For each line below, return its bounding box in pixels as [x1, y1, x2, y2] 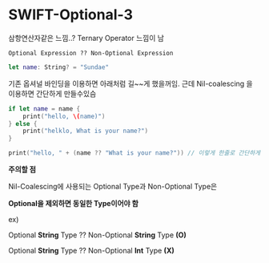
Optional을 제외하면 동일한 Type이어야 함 [8, 199, 139, 208]
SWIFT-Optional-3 [8, 6, 134, 24]
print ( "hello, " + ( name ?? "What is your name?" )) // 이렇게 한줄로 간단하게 [8, 149, 261, 157]
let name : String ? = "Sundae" [8, 63, 110, 71]
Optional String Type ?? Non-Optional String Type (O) [8, 230, 187, 240]
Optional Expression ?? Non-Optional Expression [8, 49, 174, 57]
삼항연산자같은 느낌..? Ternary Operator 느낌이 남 [8, 33, 164, 42]
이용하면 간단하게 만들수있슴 [8, 88, 97, 98]
